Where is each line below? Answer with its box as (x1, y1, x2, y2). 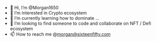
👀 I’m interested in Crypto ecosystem (10, 10, 87, 16)
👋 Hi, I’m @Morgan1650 (10, 5, 59, 10)
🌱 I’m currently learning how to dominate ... (10, 15, 100, 21)
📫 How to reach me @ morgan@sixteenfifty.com (10, 31, 111, 37)
